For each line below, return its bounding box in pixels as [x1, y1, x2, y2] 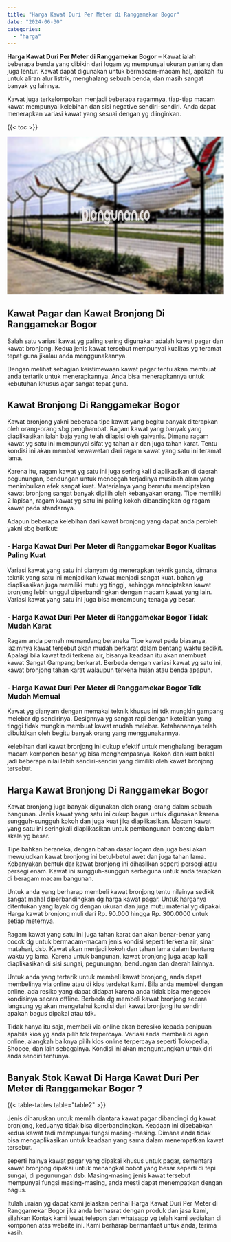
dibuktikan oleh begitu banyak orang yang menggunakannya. [7, 729, 181, 737]
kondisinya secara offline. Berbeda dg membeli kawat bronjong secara [7, 994, 208, 1003]
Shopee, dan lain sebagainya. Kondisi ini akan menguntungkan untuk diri [7, 1045, 213, 1053]
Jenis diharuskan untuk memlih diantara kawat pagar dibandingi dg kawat [7, 1114, 217, 1122]
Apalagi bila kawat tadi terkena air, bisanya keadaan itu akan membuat [7, 651, 206, 660]
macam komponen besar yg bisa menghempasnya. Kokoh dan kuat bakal [7, 750, 214, 758]
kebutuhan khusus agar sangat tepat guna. [7, 379, 129, 388]
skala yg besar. [7, 832, 50, 840]
